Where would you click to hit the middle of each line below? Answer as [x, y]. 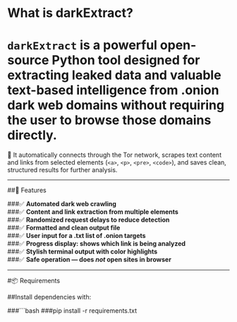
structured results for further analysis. [62, 170]
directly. [32, 135]
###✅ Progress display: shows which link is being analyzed [96, 244]
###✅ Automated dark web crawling [62, 204]
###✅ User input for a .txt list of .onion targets [77, 236]
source [28, 60]
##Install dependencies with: [49, 297]
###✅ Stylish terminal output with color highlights [83, 251]
